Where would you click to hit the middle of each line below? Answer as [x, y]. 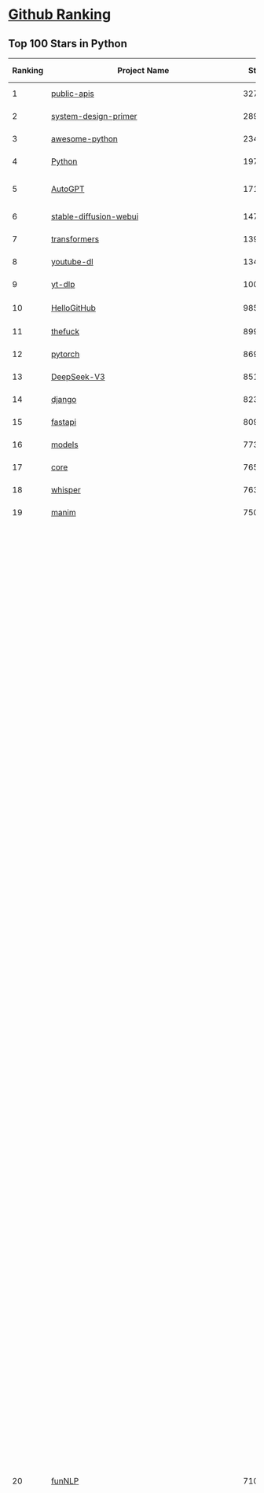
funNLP [65, 1481]
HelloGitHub [73, 308]
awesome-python [84, 139]
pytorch [65, 354]
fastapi [64, 422]
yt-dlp [63, 284]
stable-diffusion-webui [95, 216]
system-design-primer [94, 116]
